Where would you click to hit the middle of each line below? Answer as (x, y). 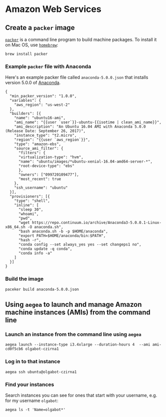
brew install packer (27, 54)
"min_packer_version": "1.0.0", (43, 96)
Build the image (24, 279)
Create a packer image (40, 28)
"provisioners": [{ (30, 197)
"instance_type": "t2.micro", (46, 136)
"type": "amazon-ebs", (38, 144)
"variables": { (25, 101)
